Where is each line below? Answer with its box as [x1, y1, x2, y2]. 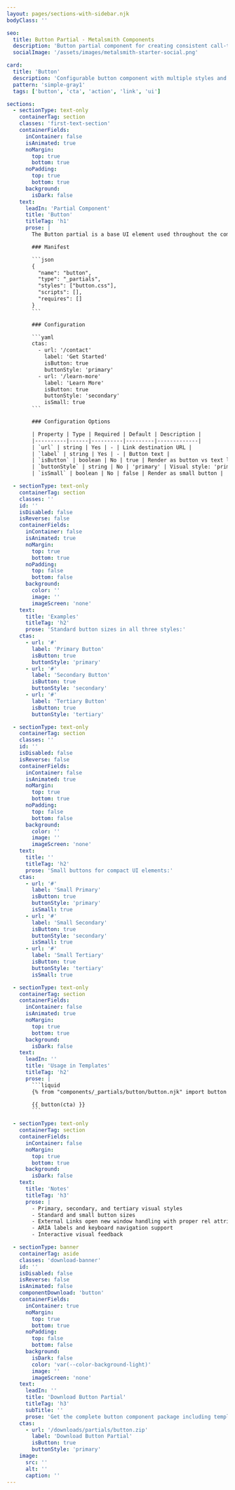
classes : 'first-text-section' [19, 120, 111, 127]
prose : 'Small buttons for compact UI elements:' [25, 867, 173, 874]
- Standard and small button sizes [32, 1212, 136, 1219]
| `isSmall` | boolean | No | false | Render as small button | [32, 470, 224, 477]
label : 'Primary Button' [32, 645, 105, 652]
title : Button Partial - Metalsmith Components [13, 36, 155, 43]
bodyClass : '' [6, 17, 48, 24]
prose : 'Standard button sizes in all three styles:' [25, 626, 187, 633]
